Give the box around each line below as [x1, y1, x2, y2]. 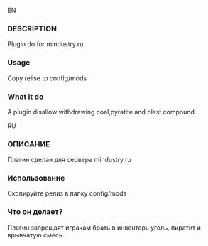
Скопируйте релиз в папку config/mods [7, 189, 127, 198]
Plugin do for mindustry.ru [7, 40, 84, 48]
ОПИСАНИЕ [7, 139, 50, 149]
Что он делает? [7, 207, 63, 217]
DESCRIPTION [7, 23, 58, 33]
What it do [7, 92, 44, 102]
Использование [7, 173, 65, 183]
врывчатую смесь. [7, 230, 65, 239]
